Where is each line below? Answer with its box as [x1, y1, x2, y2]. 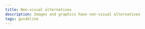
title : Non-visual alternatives [5, 7, 72, 12]
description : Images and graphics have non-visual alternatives [5, 12, 141, 17]
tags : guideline [5, 16, 39, 21]
